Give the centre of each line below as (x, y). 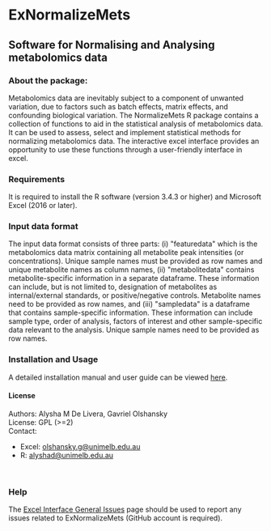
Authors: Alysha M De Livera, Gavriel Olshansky (88, 414)
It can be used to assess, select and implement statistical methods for (125, 132)
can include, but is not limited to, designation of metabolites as (113, 287)
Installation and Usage (53, 359)
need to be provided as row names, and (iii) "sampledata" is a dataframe (129, 304)
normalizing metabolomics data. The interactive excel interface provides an (134, 141)
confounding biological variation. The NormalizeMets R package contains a (133, 115)
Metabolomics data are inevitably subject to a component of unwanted (126, 98)
